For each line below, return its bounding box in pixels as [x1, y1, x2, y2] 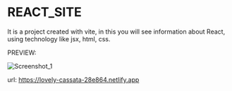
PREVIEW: [7, 48, 37, 57]
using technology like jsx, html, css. [7, 34, 111, 43]
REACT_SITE [7, 4, 83, 20]
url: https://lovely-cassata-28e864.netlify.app [7, 75, 140, 84]
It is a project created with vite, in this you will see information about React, [7, 27, 226, 36]
